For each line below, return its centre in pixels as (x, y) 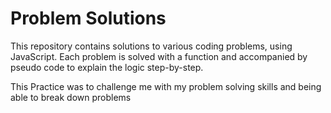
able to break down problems (71, 97)
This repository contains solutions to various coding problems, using (151, 46)
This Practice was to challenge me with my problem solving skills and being (166, 86)
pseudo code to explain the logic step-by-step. (107, 67)
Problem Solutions (88, 18)
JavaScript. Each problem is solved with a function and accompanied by (159, 56)
